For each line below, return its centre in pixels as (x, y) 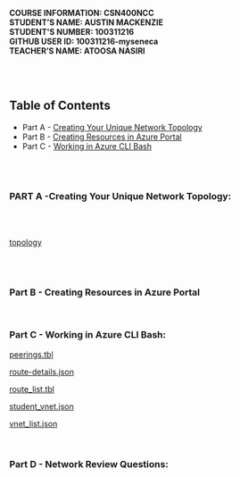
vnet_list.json (33, 423)
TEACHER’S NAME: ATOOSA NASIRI (77, 51)
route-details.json (41, 372)
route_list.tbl (32, 389)
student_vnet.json (41, 406)
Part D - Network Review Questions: (89, 464)
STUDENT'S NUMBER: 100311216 (72, 32)
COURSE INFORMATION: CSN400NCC (82, 13)
